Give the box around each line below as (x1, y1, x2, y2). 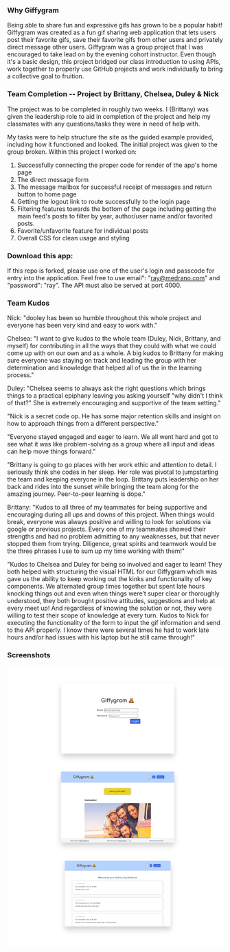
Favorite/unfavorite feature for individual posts (16, 226, 149, 235)
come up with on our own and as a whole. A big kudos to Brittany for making (7, 349, 224, 357)
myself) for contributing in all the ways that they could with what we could (7, 342, 216, 350)
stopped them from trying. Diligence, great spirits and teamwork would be (7, 540, 216, 548)
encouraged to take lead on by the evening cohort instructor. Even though (7, 50, 216, 58)
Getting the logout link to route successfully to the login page (16, 197, 190, 205)
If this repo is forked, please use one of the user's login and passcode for (7, 267, 215, 275)
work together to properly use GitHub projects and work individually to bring (7, 65, 223, 73)
